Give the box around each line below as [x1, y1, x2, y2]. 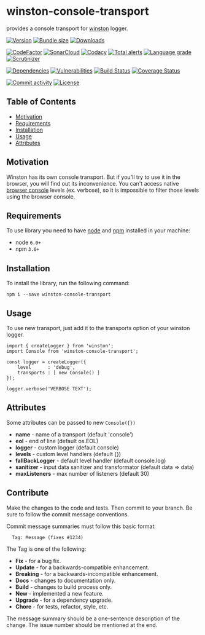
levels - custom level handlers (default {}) [15, 450, 122, 457]
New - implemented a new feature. [15, 590, 104, 597]
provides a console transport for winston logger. [6, 25, 128, 32]
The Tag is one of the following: [6, 545, 87, 553]
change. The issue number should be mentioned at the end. [6, 621, 158, 628]
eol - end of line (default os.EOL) [15, 437, 99, 444]
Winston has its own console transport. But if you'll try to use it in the [6, 173, 181, 181]
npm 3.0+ [15, 245, 40, 253]
